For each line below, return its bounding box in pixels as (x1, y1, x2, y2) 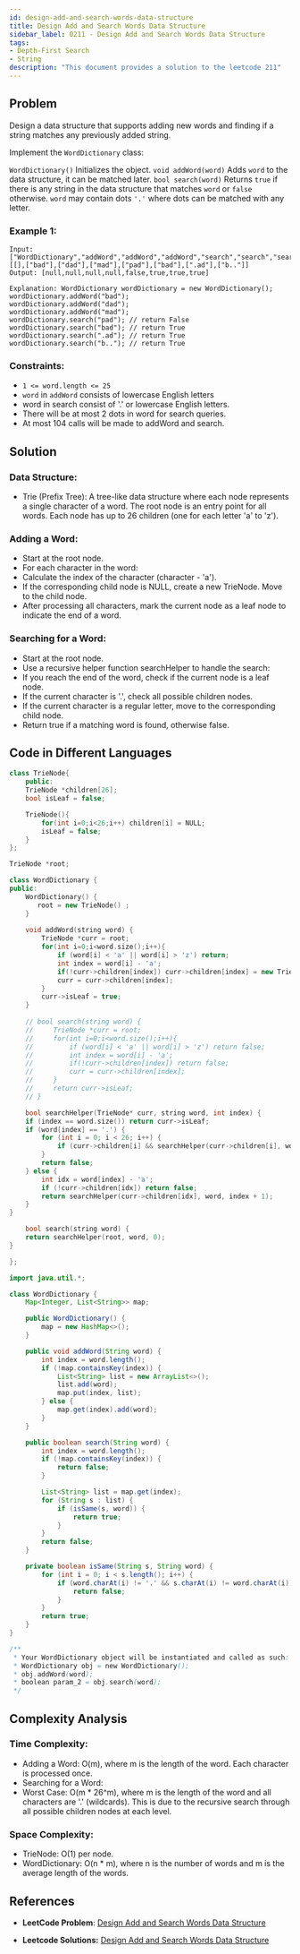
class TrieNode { (9, 769, 70, 778)
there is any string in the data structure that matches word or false (9, 183, 253, 193)
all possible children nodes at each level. (21, 1805, 172, 1816)
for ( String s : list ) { (41, 1495, 134, 1504)
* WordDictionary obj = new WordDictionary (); (12, 1661, 190, 1670)
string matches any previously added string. (9, 129, 171, 140)
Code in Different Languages (9, 745, 172, 760)
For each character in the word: (21, 562, 138, 573)
